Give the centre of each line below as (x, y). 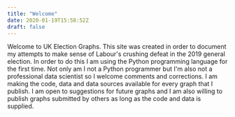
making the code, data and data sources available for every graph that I (110, 84)
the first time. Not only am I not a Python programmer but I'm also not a (110, 69)
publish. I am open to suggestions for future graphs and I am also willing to (115, 91)
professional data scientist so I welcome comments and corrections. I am (113, 76)
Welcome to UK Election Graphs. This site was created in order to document (117, 47)
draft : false (26, 27)
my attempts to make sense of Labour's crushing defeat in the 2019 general (116, 54)
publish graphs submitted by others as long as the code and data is (104, 99)
